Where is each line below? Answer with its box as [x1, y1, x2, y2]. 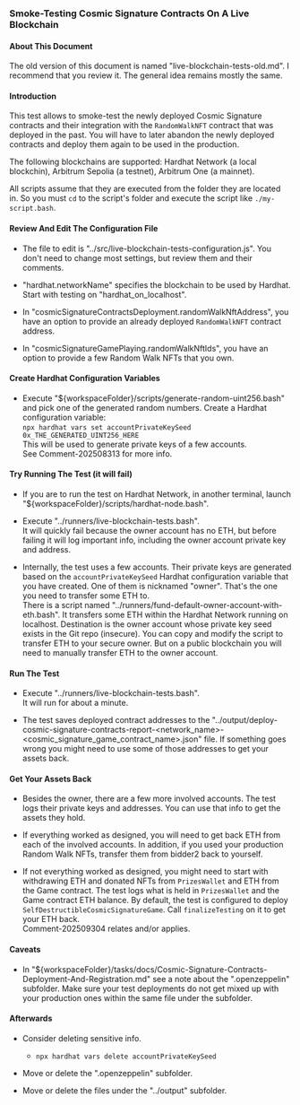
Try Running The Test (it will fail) [9, 469, 133, 480]
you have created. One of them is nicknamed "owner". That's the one [21, 580, 278, 591]
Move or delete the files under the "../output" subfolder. [21, 1084, 227, 1096]
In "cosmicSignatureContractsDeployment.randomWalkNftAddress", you [21, 306, 289, 317]
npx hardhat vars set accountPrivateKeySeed [21, 422, 192, 432]
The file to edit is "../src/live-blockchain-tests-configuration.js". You [21, 243, 271, 254]
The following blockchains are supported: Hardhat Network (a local [9, 156, 257, 168]
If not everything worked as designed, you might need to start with [21, 866, 269, 877]
